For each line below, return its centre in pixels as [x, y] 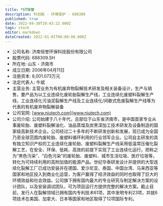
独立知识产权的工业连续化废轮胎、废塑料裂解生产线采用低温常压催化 [85, 143]
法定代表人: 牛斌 [28, 82]
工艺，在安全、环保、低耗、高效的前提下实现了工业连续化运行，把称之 [87, 150]
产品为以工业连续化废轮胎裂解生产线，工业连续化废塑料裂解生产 [90, 94]
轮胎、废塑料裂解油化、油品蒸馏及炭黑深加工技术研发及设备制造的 [87, 125]
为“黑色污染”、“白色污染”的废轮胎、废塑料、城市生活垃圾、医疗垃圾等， [85, 155]
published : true [22, 19]
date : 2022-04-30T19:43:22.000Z [38, 23]
